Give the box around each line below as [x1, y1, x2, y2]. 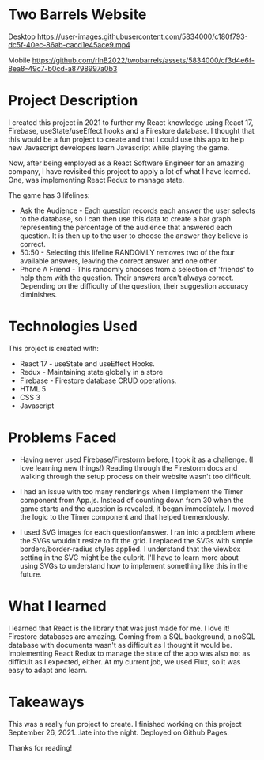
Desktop [8, 32, 36, 41]
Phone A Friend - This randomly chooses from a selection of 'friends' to [19, 264, 255, 274]
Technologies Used [8, 318, 138, 335]
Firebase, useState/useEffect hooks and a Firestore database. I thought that [8, 126, 255, 135]
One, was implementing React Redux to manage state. [8, 175, 185, 184]
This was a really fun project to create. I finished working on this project [8, 719, 243, 728]
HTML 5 [19, 384, 47, 393]
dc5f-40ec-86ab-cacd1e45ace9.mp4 [8, 40, 130, 49]
